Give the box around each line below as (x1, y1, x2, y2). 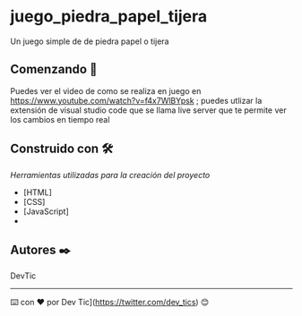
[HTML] (22, 186, 53, 198)
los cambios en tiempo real (10, 114, 110, 124)
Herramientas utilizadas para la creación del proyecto (10, 169, 211, 180)
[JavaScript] (22, 206, 70, 217)
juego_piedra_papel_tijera (10, 6, 208, 27)
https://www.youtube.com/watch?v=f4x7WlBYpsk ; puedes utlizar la (10, 95, 263, 106)
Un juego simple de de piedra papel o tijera (10, 36, 169, 47)
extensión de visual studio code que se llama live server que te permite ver (10, 105, 287, 115)
